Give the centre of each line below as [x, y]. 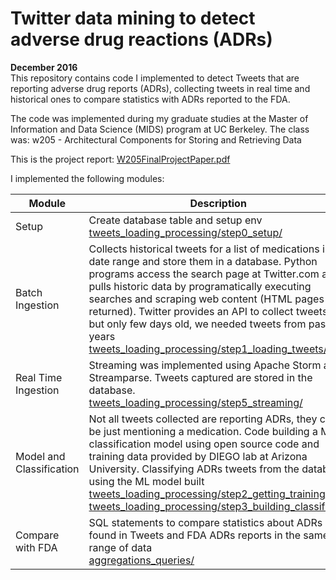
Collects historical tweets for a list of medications [204, 249]
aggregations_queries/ [141, 560]
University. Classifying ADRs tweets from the [194, 469]
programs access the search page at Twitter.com [204, 274]
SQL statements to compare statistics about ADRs [205, 522]
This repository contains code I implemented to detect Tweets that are [155, 78]
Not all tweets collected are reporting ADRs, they [203, 419]
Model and [40, 456]
